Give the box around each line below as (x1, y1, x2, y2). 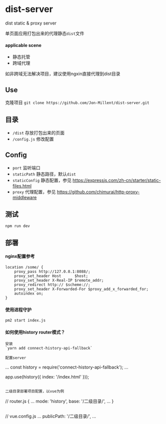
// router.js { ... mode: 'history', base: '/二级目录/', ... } (5, 398, 114, 404)
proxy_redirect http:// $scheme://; (14, 282, 91, 287)
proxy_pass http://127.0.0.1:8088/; (14, 269, 91, 274)
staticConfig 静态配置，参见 (12, 177, 71, 183)
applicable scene (5, 42, 41, 48)
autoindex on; (14, 291, 43, 296)
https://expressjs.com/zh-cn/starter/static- (72, 177, 161, 183)
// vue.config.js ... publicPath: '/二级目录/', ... (5, 413, 96, 419)
